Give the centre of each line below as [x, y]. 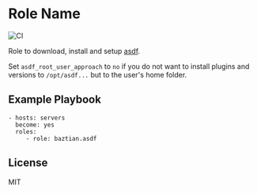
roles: [26, 131]
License [28, 163]
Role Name [44, 14]
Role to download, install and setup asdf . [74, 51]
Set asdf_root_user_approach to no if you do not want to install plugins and [129, 66]
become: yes [35, 125]
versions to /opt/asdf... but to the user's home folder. [98, 74]
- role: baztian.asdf [61, 138]
